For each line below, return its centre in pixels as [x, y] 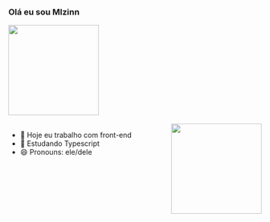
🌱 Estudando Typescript [60, 143]
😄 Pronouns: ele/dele [56, 152]
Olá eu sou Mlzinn [44, 12]
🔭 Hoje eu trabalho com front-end [76, 135]
